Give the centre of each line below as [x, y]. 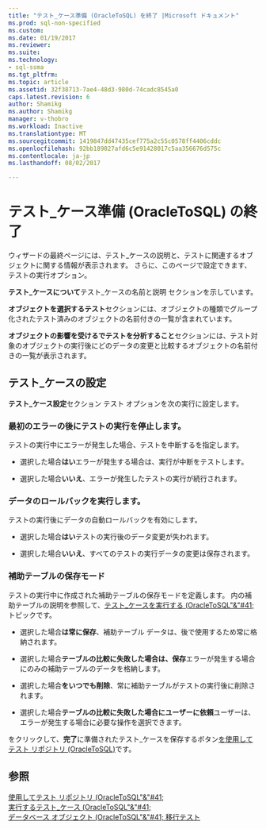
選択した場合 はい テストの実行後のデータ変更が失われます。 [116, 537]
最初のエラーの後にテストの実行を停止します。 [97, 426]
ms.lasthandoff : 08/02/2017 [55, 164]
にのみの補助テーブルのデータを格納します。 [92, 669]
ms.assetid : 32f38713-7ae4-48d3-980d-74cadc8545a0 [93, 89]
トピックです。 [32, 615]
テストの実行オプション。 [50, 276]
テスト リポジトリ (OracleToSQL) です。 [72, 749]
